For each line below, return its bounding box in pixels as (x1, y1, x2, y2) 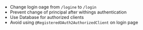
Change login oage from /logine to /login (9, 4, 97, 10)
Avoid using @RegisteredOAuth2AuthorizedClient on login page (9, 19, 139, 25)
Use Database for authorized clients (9, 15, 84, 20)
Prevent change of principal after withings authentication (9, 9, 127, 15)
